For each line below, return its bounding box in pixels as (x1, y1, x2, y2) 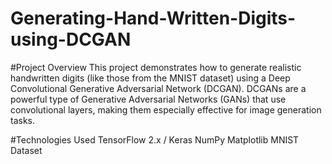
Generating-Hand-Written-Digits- (10, 7, 297, 30)
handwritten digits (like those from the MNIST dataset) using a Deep (10, 72, 291, 84)
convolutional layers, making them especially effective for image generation (10, 103, 322, 116)
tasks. (10, 114, 36, 126)
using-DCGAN (10, 28, 132, 51)
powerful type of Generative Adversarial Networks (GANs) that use (10, 93, 287, 105)
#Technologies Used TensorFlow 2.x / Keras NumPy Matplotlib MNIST (10, 133, 300, 146)
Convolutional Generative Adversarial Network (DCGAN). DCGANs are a (10, 82, 307, 94)
